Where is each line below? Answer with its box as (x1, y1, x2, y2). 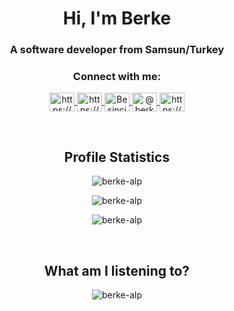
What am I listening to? (43, 262, 191, 279)
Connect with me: (72, 70, 162, 84)
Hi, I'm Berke (62, 7, 172, 30)
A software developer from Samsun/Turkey (9, 43, 225, 57)
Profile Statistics (63, 148, 171, 166)
